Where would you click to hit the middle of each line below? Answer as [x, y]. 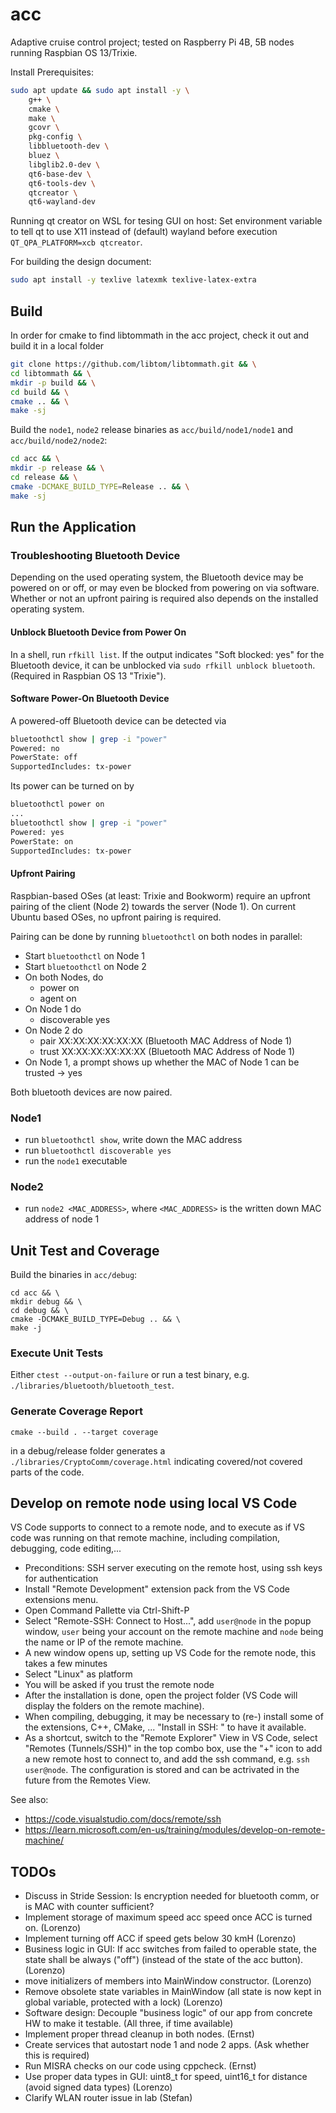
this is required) [57, 2055]
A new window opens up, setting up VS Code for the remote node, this [170, 1653]
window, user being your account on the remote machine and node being [174, 1632]
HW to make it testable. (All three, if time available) [129, 2024]
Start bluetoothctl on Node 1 [85, 955]
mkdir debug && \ [46, 1302]
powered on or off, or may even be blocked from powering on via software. [165, 588]
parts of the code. [47, 1472]
